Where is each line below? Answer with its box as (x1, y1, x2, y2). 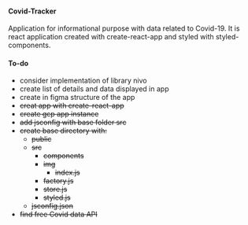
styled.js (43, 193, 71, 202)
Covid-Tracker (8, 6, 57, 16)
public (31, 135, 52, 144)
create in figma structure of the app (19, 93, 135, 102)
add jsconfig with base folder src (19, 118, 127, 127)
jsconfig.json (31, 201, 73, 211)
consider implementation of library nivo (19, 76, 147, 86)
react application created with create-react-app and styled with (8, 32, 214, 42)
